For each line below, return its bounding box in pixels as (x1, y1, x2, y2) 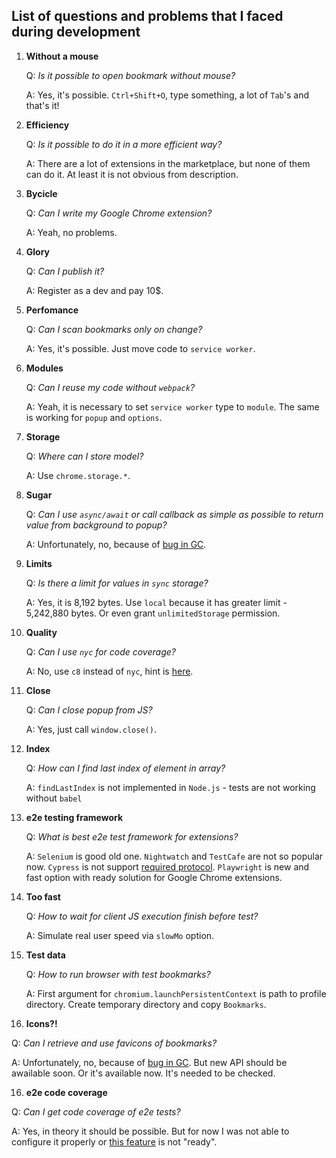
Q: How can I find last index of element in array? (25, 762, 226, 774)
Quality (25, 626, 58, 638)
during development (11, 24, 141, 41)
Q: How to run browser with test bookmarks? (25, 968, 211, 980)
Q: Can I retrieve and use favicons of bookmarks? (11, 1037, 218, 1049)
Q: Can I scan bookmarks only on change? (25, 323, 203, 335)
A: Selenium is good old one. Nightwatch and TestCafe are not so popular (25, 850, 324, 862)
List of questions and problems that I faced (11, 8, 284, 25)
